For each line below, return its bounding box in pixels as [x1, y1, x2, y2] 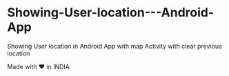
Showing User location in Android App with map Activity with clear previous [7, 42, 222, 50]
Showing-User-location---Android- [7, 5, 215, 21]
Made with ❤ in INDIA [7, 62, 70, 71]
